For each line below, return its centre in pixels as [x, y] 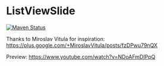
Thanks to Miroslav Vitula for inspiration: [56, 39]
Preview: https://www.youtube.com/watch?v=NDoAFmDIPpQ [81, 56]
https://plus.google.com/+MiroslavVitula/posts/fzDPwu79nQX [82, 45]
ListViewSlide [41, 11]
